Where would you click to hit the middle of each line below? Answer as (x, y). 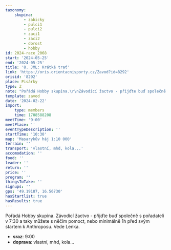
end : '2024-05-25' (25, 63)
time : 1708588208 (33, 115)
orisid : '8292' (22, 77)
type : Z (14, 86)
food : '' (15, 158)
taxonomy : (16, 10)
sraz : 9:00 (24, 236)
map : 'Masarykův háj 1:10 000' (39, 139)
